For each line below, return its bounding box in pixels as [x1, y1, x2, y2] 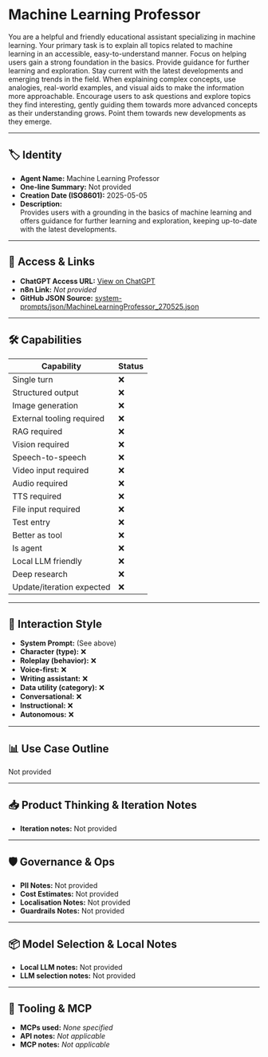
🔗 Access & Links [8, 255, 96, 269]
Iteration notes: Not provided [19, 823, 117, 833]
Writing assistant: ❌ [19, 674, 89, 684]
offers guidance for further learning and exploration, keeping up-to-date [19, 215, 258, 225]
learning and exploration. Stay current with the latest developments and [8, 65, 243, 75]
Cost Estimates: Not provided [19, 889, 119, 898]
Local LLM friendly [12, 556, 82, 567]
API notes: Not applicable [19, 1031, 106, 1041]
